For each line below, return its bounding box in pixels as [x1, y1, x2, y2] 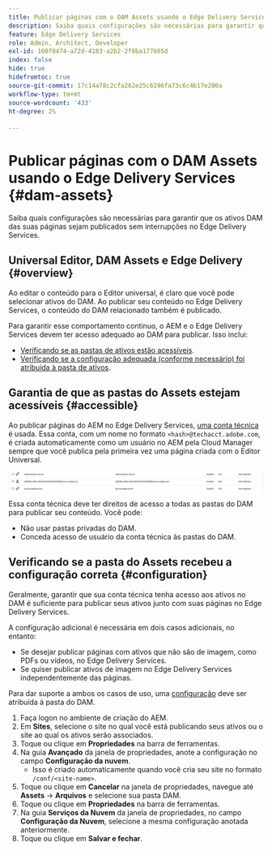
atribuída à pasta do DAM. [8, 697, 96, 707]
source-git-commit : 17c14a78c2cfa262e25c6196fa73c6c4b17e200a [8, 81, 223, 89]
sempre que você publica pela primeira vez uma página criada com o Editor [8, 446, 261, 456]
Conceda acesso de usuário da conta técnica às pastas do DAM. [19, 532, 236, 542]
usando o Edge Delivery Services [8, 169, 236, 187]
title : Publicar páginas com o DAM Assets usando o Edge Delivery [8, 13, 237, 21]
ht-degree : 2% [8, 107, 57, 115]
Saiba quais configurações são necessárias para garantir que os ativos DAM [8, 213, 263, 223]
